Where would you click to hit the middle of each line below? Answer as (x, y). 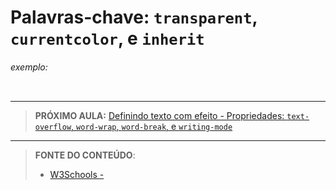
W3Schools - (77, 175)
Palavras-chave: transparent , (134, 17)
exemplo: (29, 67)
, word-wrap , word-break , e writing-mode (152, 127)
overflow (53, 127)
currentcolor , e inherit (107, 38)
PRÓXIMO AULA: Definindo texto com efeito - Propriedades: (159, 116)
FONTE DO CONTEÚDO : (85, 155)
